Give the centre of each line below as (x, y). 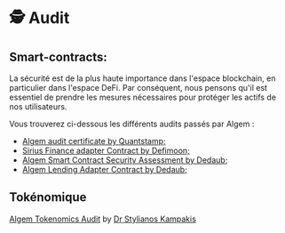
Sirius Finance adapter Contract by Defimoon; (106, 150)
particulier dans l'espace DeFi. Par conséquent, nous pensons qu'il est (139, 88)
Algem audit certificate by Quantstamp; (94, 141)
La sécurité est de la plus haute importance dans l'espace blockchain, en (142, 78)
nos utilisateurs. (38, 107)
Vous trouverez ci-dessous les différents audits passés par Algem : (132, 124)
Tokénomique (48, 197)
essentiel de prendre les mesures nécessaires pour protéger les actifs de (143, 97)
